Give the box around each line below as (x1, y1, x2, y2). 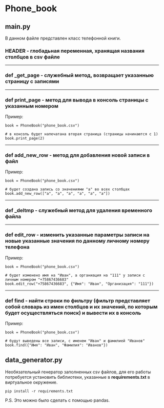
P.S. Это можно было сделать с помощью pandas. (5, 397, 110, 403)
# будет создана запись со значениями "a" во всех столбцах (5, 187, 130, 192)
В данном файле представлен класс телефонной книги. (5, 35, 121, 41)
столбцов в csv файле (5, 53, 60, 60)
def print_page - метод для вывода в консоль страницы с (5, 96, 149, 103)
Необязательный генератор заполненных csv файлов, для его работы (5, 369, 151, 375)
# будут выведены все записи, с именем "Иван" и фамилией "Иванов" (5, 339, 145, 344)
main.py (5, 22, 31, 31)
